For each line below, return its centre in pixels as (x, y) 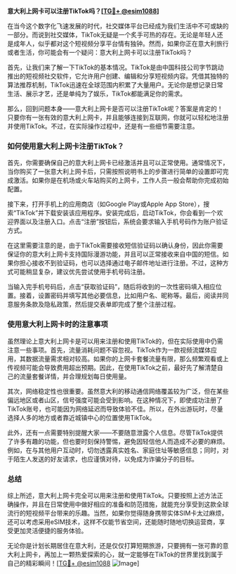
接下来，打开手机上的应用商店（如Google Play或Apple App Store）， (105, 204)
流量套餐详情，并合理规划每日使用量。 (75, 376)
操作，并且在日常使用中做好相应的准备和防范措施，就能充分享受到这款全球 (121, 504)
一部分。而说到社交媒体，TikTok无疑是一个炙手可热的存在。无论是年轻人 (112, 35)
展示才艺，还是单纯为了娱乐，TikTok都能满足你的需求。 (106, 94)
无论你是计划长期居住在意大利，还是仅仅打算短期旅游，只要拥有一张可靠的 (115, 545)
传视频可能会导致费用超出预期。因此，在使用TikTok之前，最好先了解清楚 (112, 367)
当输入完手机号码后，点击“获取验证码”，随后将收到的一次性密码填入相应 (112, 287)
